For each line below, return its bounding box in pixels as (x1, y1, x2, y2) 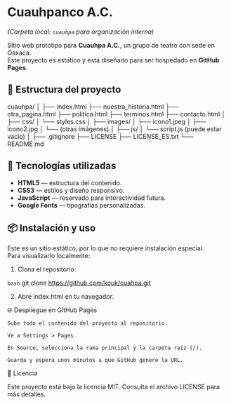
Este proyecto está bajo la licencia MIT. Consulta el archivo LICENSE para (7, 383, 220, 391)
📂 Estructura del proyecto (7, 83, 121, 95)
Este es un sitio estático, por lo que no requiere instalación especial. (7, 244, 204, 252)
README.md (7, 140, 44, 148)
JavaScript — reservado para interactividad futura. (17, 194, 166, 202)
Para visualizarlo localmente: (7, 252, 91, 260)
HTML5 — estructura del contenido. (17, 178, 122, 187)
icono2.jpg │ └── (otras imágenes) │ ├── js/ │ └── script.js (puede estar (7, 124, 223, 133)
